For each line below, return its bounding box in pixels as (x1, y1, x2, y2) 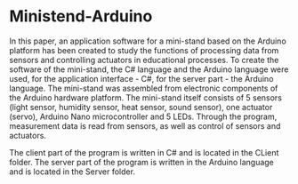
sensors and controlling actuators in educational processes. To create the (9, 54, 279, 65)
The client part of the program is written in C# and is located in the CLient (9, 147, 279, 157)
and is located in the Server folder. (9, 166, 136, 177)
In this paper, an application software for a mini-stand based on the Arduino (9, 36, 286, 46)
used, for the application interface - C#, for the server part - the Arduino (9, 73, 274, 84)
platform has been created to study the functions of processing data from (9, 44, 279, 55)
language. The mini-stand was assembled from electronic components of (9, 83, 278, 93)
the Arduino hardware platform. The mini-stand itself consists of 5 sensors (9, 92, 283, 103)
